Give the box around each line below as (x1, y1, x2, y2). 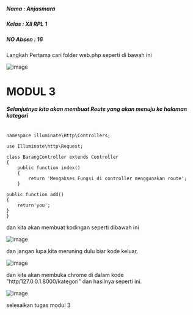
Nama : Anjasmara (6, 5, 56, 12)
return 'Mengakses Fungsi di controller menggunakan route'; (28, 175, 188, 181)
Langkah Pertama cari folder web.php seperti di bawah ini (6, 51, 152, 58)
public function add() (6, 191, 64, 197)
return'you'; (17, 202, 51, 208)
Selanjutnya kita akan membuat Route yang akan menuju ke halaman (6, 105, 188, 113)
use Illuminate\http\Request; (6, 143, 84, 150)
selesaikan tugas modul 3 (6, 301, 71, 309)
